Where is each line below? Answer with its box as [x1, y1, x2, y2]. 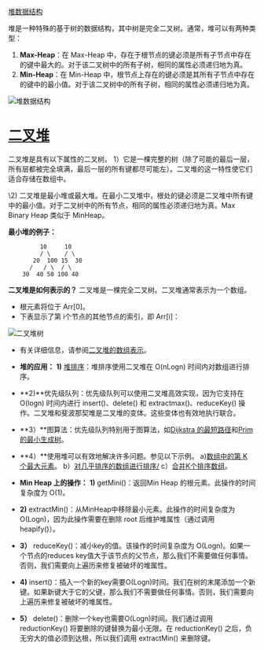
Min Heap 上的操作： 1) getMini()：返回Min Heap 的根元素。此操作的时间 [19, 478, 256, 487]
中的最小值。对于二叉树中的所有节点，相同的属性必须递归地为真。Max [8, 200, 236, 210]
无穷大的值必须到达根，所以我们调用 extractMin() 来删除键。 [19, 633, 215, 643]
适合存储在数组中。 [8, 174, 71, 183]
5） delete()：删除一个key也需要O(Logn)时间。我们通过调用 [19, 613, 214, 623]
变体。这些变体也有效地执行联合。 [129, 408, 240, 417]
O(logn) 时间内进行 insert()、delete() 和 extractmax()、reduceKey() [19, 398, 237, 408]
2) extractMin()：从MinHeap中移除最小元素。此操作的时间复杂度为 [19, 504, 236, 514]
